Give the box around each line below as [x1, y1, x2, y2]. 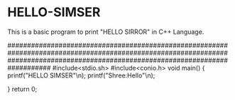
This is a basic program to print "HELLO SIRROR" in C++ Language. [7, 27, 204, 36]
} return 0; [7, 85, 38, 93]
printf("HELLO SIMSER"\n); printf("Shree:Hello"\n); [7, 71, 155, 80]
